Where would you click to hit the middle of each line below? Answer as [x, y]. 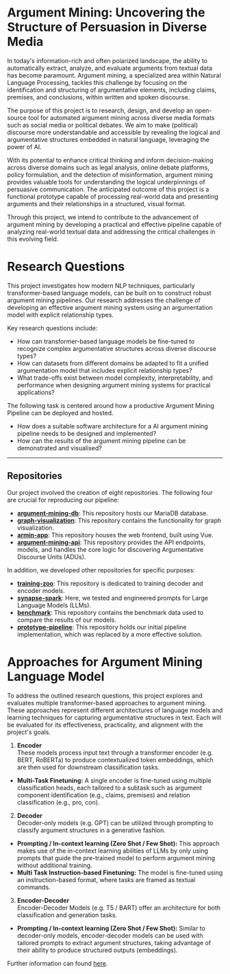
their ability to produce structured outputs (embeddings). [97, 950]
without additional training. [54, 865]
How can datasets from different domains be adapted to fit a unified [113, 363]
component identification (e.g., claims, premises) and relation [103, 795]
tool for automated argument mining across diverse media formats [122, 117]
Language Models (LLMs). [54, 605]
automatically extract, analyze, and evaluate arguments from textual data [110, 68]
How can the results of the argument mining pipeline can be [101, 441]
